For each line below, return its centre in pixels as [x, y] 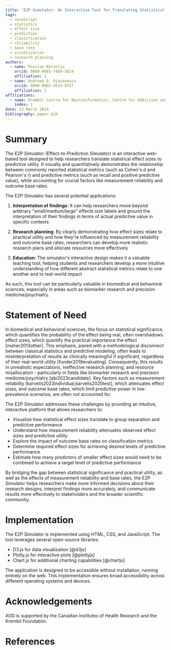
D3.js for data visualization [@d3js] [49, 549]
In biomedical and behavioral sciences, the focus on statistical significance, [84, 329]
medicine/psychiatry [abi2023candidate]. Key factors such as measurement [85, 378]
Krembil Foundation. [26, 621]
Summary [26, 139]
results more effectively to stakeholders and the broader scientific [74, 494]
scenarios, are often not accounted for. [70, 394]
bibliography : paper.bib [32, 114]
